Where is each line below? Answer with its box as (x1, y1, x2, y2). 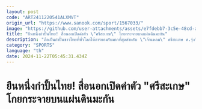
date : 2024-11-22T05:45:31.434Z (6, 53, 87, 59)
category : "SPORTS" (6, 43, 55, 49)
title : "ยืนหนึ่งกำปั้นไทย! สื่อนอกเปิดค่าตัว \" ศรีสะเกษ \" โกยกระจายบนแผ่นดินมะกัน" (6, 31, 168, 37)
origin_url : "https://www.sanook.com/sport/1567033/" (6, 20, 144, 26)
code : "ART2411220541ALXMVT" (6, 14, 79, 20)
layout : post (6, 8, 39, 15)
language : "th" (6, 48, 44, 54)
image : (6, 25, 23, 32)
